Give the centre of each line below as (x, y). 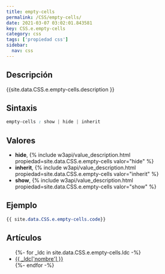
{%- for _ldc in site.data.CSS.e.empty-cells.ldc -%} (78, 252)
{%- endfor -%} (34, 265)
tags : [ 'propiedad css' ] (37, 39)
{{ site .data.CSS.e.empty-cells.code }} (56, 219)
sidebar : (17, 45)
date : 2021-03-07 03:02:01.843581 (49, 23)
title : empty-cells (31, 12)
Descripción (29, 75)
